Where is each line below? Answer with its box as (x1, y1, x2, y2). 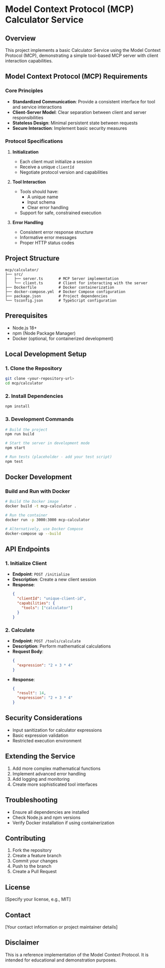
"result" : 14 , (17, 690, 46, 696)
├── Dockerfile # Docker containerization (5, 285, 114, 290)
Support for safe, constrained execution (19, 210, 102, 216)
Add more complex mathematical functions (12, 765, 101, 771)
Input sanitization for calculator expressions (12, 727, 102, 733)
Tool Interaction (12, 179, 46, 185)
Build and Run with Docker (5, 488, 71, 495)
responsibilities (12, 114, 44, 120)
